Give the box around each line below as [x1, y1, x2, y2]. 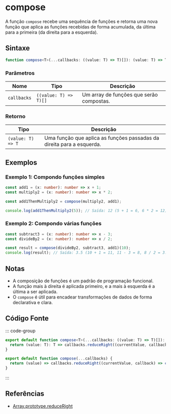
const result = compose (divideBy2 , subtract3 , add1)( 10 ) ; [5, 246, 131, 251]
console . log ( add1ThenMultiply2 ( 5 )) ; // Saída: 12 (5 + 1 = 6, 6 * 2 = [5, 208, 158, 213]
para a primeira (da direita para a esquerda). [5, 29, 98, 35]
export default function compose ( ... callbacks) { [5, 356, 113, 361]
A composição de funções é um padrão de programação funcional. [12, 278, 154, 284]
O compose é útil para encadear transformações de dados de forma [12, 294, 153, 300]
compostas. [82, 97, 110, 104]
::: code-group [5, 328, 36, 334]
